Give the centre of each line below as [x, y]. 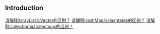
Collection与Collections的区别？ [41, 26]
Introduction [24, 8]
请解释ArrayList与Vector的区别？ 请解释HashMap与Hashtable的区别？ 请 [78, 20]
